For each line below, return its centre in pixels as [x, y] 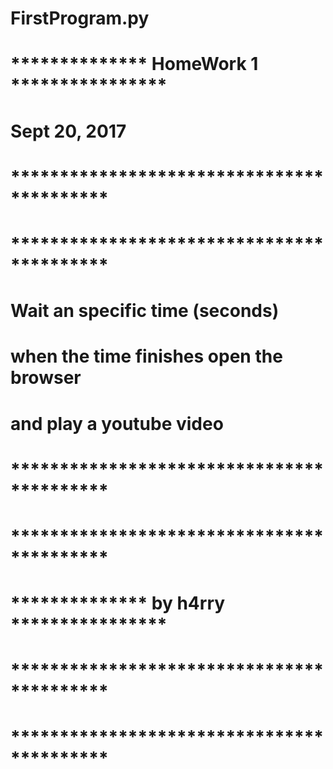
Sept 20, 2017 [68, 131]
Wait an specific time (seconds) [145, 311]
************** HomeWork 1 [134, 64]
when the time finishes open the [146, 356]
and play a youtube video [117, 423]
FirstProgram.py [80, 18]
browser [46, 378]
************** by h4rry [118, 603]
